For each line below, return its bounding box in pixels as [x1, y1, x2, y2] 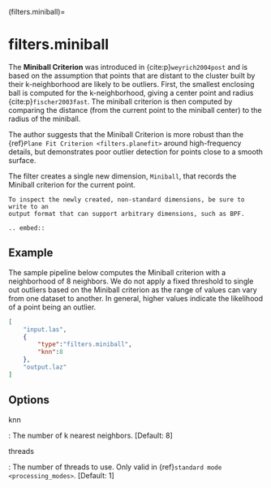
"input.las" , [23, 325, 67, 334]
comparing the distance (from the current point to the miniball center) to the [8, 105, 262, 114]
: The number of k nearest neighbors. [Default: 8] [8, 430, 173, 440]
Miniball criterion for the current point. [8, 179, 136, 189]
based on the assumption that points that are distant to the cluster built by [8, 71, 256, 80]
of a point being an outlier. [8, 302, 97, 312]
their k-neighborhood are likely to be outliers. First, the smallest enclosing [8, 79, 255, 89]
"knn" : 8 [37, 348, 63, 356]
